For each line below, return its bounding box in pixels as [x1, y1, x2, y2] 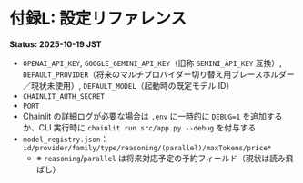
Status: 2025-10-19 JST [9, 38, 102, 50]
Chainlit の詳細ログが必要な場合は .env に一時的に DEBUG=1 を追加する [22, 111, 283, 121]
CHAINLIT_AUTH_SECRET [22, 91, 105, 101]
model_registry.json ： [22, 133, 109, 144]
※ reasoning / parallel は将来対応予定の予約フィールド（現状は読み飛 [35, 152, 294, 163]
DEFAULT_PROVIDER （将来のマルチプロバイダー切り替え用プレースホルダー [22, 69, 296, 80]
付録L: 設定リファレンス [9, 8, 187, 29]
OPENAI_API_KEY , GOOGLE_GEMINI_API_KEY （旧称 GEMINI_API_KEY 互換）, [22, 57, 282, 68]
